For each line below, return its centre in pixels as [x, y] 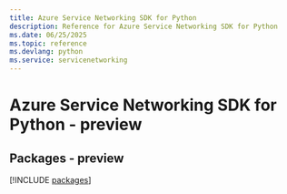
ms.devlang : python [46, 52]
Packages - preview [67, 158]
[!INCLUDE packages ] [50, 180]
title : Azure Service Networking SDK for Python [103, 18]
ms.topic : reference [49, 43]
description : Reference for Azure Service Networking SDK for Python [144, 26]
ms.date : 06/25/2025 [49, 35]
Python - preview [76, 125]
